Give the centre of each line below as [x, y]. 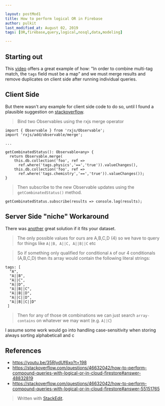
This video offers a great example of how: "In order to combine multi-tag [79, 68]
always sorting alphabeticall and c [40, 335]
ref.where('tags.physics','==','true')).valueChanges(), [78, 165]
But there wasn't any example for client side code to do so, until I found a [80, 106]
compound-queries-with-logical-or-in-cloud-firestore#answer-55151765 [86, 389]
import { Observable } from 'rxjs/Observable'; [55, 130]
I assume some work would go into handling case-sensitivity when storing [81, 330]
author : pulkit [21, 23]
